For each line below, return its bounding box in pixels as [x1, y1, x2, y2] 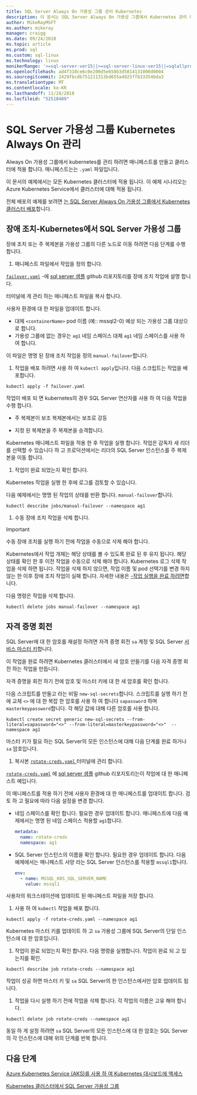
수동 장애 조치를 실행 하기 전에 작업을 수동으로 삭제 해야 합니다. [6, 538, 150, 545]
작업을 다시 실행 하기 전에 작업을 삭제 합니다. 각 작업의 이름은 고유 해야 [14, 997, 176, 1004]
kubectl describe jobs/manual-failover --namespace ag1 [6, 503, 145, 509]
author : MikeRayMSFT [6, 19, 57, 25]
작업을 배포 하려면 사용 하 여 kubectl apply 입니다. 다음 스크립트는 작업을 [14, 364, 182, 371]
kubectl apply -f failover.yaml [6, 384, 85, 390]
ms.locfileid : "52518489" [6, 96, 69, 102]
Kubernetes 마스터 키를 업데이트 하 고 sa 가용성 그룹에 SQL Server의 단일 [6, 928, 176, 935]
